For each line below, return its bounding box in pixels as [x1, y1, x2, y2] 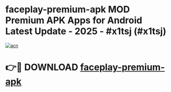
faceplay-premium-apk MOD [5, 4, 130, 15]
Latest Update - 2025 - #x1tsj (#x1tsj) [5, 26, 166, 37]
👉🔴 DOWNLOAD [5, 62, 78, 73]
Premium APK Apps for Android [5, 14, 142, 26]
